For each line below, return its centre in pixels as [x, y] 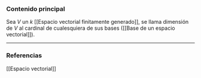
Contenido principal [36, 9]
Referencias [24, 55]
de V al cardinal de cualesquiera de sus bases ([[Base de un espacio [91, 28]
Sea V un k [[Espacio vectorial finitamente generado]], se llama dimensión [98, 22]
